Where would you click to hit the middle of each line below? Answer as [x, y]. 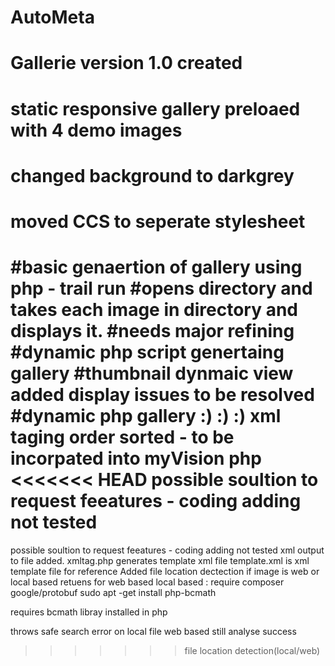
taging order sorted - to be [122, 437]
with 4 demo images [96, 130]
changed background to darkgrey [152, 175]
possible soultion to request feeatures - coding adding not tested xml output [167, 550]
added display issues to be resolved [162, 395]
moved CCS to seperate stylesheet [158, 221]
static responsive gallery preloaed [155, 108]
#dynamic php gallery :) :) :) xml [146, 416]
